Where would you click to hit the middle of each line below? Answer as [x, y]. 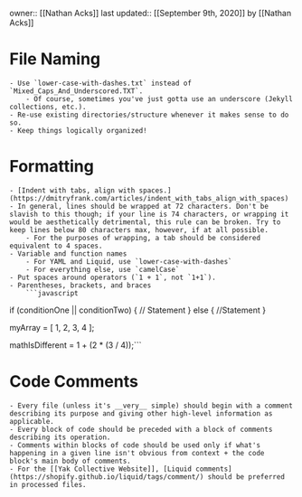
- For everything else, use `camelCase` [103, 269]
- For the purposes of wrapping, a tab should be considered [143, 238]
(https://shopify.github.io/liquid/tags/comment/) [107, 477]
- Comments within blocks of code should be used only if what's [135, 445]
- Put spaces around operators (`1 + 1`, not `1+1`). [113, 277]
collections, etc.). [48, 107]
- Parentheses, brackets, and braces [80, 285]
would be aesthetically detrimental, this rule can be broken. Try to [145, 222]
